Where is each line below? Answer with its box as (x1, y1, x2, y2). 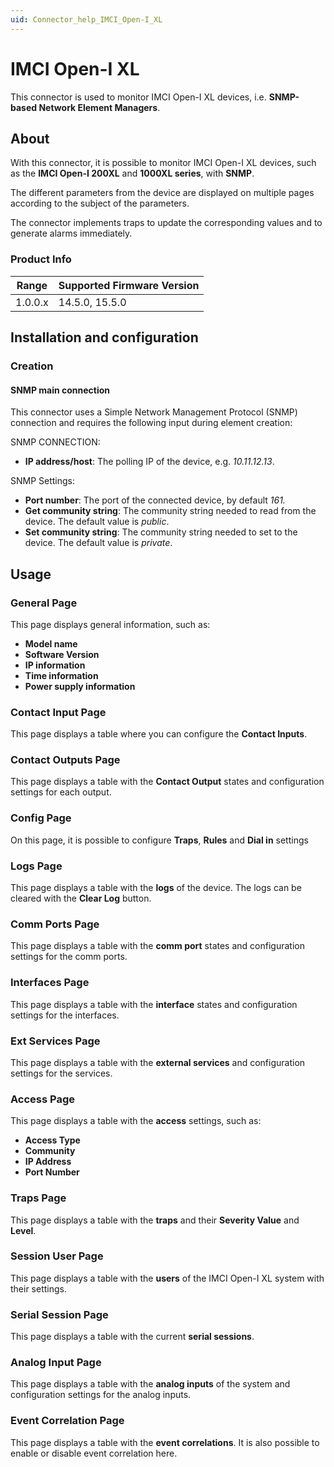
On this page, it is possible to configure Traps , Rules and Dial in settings (10, 834, 309, 846)
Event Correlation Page (10, 1414, 125, 1428)
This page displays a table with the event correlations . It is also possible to (10, 1436, 320, 1448)
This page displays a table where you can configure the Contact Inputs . (10, 728, 308, 740)
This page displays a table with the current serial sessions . (10, 1331, 255, 1343)
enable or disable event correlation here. (10, 1447, 178, 1459)
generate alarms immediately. (10, 227, 133, 240)
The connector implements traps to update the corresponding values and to (10, 217, 323, 229)
